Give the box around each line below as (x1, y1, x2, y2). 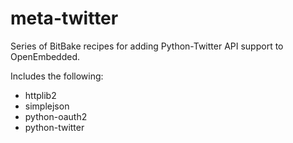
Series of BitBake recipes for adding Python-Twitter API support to (10, 40, 284, 52)
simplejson (24, 100, 70, 112)
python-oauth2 (24, 110, 88, 122)
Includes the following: (10, 70, 104, 82)
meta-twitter (10, 7, 119, 30)
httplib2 (24, 89, 57, 101)
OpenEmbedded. (10, 50, 81, 62)
